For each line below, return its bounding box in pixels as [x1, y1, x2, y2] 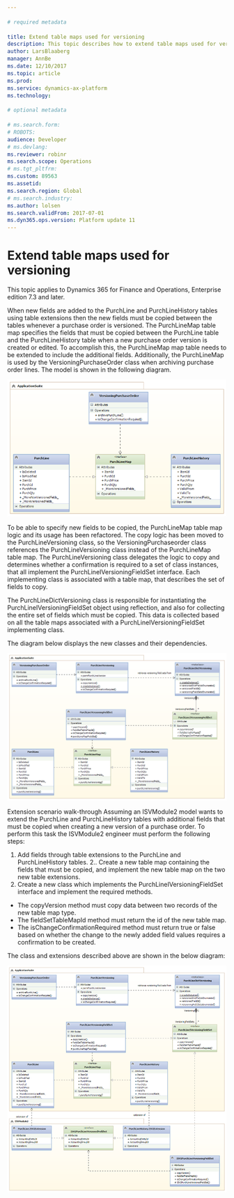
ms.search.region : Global [7, 187, 82, 194]
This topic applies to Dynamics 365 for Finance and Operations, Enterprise [7, 285, 221, 294]
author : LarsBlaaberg [7, 48, 70, 55]
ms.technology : [7, 92, 52, 99]
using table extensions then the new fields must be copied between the [7, 314, 212, 322]
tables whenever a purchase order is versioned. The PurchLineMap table [7, 321, 216, 330]
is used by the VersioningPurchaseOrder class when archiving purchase [7, 358, 214, 367]
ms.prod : [7, 77, 33, 84]
